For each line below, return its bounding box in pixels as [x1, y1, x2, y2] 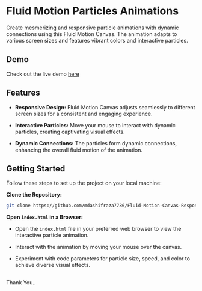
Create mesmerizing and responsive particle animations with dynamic [6, 24, 179, 31]
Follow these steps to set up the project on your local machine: [6, 179, 162, 187]
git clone [6, 203, 31, 209]
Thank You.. [6, 278, 36, 286]
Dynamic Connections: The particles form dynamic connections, [14, 139, 177, 147]
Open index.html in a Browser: [6, 213, 83, 221]
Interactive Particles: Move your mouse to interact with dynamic [14, 121, 176, 129]
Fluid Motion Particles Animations [6, 4, 179, 18]
